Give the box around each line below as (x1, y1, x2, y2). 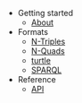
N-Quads (30, 46, 65, 56)
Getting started (17, 8, 74, 18)
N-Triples (30, 36, 66, 47)
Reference (17, 74, 56, 84)
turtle (30, 56, 52, 65)
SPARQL (30, 64, 62, 75)
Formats (17, 27, 49, 37)
